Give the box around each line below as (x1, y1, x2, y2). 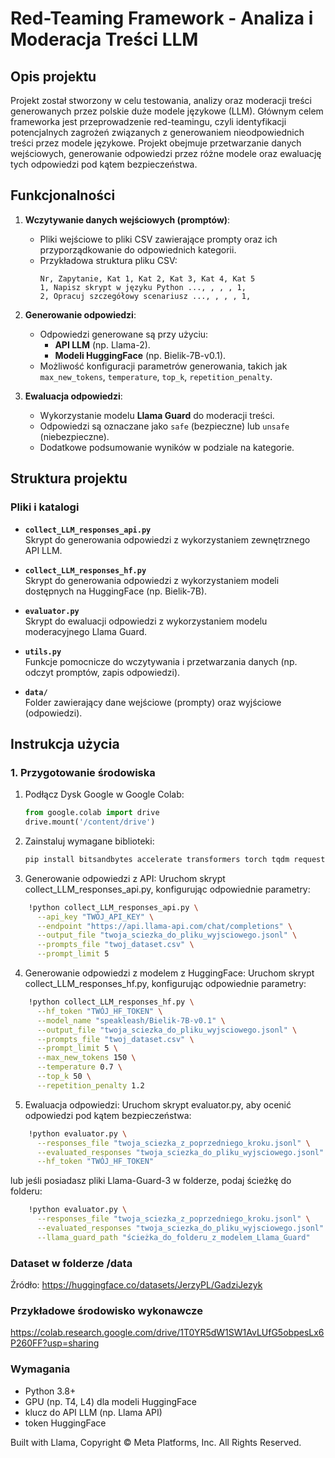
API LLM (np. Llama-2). (54, 338, 151, 351)
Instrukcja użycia (10, 735, 120, 752)
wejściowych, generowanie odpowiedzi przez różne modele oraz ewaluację (10, 148, 322, 159)
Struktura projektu (10, 470, 128, 487)
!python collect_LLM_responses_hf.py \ (28, 997, 195, 1007)
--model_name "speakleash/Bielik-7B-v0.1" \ (36, 1015, 226, 1026)
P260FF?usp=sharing (10, 1337, 100, 1349)
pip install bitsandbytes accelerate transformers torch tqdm (24, 854, 290, 864)
